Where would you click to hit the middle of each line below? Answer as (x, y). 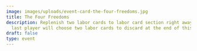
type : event (21, 39)
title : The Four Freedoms (38, 17)
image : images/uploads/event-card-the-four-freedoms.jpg (77, 11)
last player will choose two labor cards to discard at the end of (96, 28)
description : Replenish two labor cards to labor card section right (93, 22)
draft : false (22, 33)
